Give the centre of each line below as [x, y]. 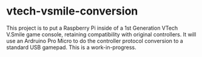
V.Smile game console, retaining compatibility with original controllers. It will [101, 34]
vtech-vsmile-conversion [72, 11]
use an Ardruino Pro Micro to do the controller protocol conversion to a [95, 41]
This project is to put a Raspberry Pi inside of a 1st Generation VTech [92, 28]
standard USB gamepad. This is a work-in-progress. [71, 47]
